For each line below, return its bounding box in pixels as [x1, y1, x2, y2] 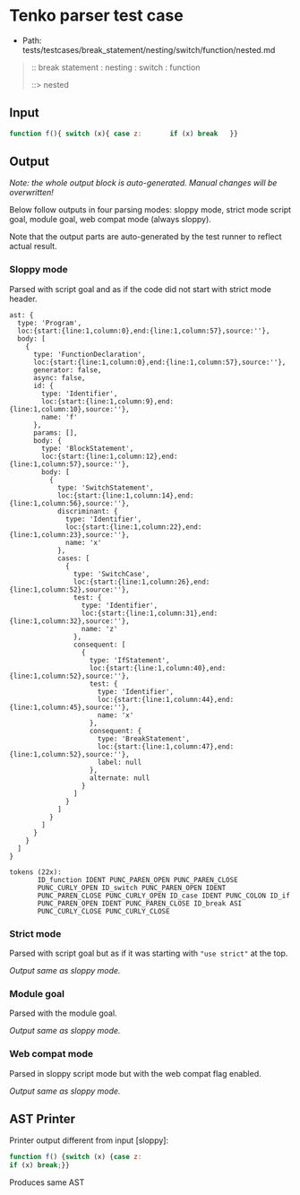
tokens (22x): [9, 867, 63, 877]
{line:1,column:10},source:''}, [9, 404, 130, 413]
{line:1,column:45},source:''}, [9, 703, 130, 712]
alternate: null [89, 773, 150, 783]
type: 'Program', [17, 318, 82, 327]
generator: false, [32, 365, 102, 375]
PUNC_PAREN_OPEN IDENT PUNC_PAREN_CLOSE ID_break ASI [37, 898, 243, 908]
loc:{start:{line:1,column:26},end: [73, 577, 210, 586]
